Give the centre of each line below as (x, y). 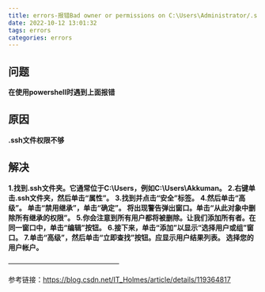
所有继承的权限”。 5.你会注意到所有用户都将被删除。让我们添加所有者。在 (135, 218)
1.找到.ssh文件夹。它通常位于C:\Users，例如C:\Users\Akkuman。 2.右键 (129, 188)
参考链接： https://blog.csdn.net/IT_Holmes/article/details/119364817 (119, 279)
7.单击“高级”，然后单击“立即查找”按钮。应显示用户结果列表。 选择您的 (139, 237)
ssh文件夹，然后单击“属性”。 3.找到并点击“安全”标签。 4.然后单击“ (128, 198)
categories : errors (40, 38)
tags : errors (30, 30)
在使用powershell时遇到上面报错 (62, 93)
